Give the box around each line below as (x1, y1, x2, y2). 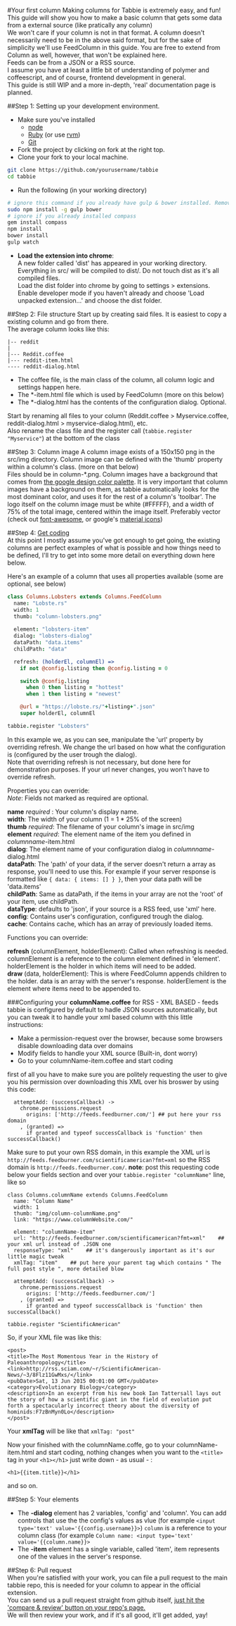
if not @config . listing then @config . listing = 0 (20, 664, 169, 672)
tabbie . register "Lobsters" (7, 722, 90, 729)
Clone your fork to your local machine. (17, 153, 129, 161)
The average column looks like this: (7, 324, 110, 333)
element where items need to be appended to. (7, 984, 141, 992)
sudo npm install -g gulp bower (7, 206, 102, 213)
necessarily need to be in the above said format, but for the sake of (7, 36, 202, 44)
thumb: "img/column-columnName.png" (13, 1210, 121, 1217)
